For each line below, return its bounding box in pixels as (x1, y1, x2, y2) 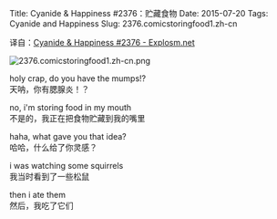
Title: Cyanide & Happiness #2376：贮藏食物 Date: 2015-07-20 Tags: (9, 8, 269, 18)
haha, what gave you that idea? (9, 131, 128, 141)
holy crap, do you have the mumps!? (9, 73, 147, 84)
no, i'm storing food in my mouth (9, 102, 132, 112)
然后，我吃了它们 (9, 200, 74, 211)
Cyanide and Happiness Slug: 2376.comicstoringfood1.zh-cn (9, 18, 238, 29)
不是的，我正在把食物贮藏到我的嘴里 (9, 113, 146, 123)
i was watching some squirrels (9, 161, 124, 171)
